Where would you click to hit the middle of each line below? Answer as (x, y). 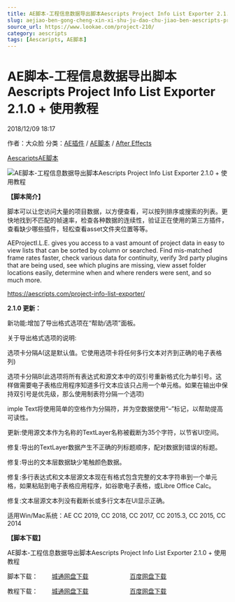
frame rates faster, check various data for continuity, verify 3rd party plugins (117, 258)
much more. (24, 280)
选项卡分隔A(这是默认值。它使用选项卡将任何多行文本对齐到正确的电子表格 (115, 353)
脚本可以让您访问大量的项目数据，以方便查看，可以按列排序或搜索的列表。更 (117, 211)
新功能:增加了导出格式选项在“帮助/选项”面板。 (73, 323)
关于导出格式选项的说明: (42, 338)
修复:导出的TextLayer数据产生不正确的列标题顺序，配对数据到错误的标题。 (114, 447)
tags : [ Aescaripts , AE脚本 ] (47, 40)
